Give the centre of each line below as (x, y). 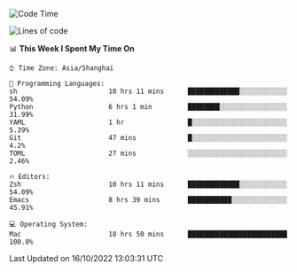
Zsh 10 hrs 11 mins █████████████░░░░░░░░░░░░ (148, 184)
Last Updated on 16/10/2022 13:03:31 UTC (86, 258)
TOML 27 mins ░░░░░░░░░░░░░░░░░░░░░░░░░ (148, 153)
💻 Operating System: (49, 224)
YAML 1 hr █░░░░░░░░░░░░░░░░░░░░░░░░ (148, 122)
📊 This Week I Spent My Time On (72, 48)
